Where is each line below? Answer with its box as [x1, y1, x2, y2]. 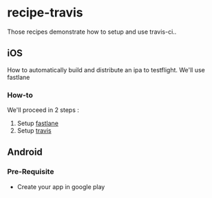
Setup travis [17, 126, 52, 135]
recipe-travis [7, 5, 83, 21]
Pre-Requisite [7, 167, 54, 177]
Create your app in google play [17, 182, 105, 190]
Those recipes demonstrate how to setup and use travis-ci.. [7, 27, 177, 36]
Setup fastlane [17, 119, 59, 128]
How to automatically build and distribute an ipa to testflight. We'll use [7, 65, 205, 74]
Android [7, 146, 43, 158]
